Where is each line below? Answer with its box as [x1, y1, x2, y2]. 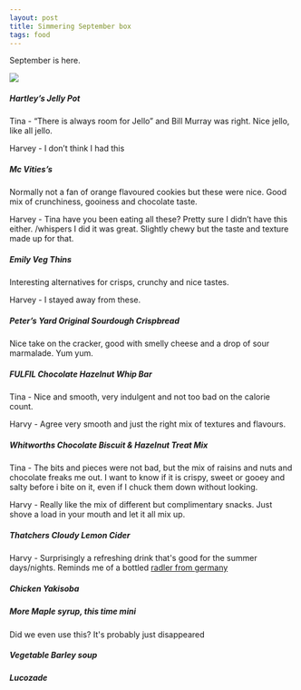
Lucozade [9, 673, 48, 684]
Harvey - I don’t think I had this [9, 143, 125, 154]
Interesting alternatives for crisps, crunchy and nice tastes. [9, 277, 229, 288]
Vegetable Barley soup [9, 650, 98, 661]
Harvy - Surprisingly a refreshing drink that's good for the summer [9, 553, 257, 564]
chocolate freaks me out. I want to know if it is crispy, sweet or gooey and [9, 472, 286, 483]
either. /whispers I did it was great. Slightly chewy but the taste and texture [9, 223, 289, 234]
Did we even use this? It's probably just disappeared [9, 628, 206, 640]
